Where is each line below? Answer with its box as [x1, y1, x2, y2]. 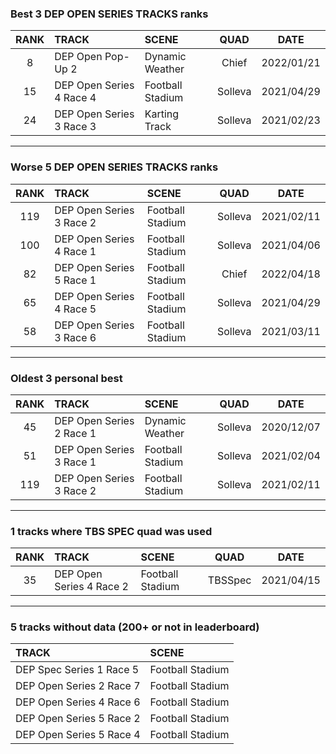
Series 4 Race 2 [54, 580, 129, 594]
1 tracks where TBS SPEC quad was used [10, 524, 213, 538]
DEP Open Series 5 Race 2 [15, 712, 141, 726]
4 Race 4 [54, 91, 97, 105]
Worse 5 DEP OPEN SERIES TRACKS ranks [10, 160, 219, 174]
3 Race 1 [54, 455, 97, 469]
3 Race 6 [54, 330, 97, 344]
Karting [144, 107, 180, 121]
